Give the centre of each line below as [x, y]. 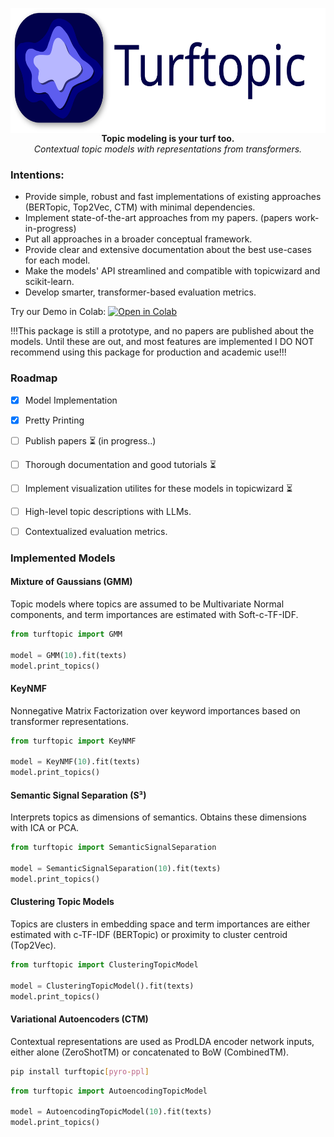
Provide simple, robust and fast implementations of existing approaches [173, 197]
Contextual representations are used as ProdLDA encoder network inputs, [162, 1041]
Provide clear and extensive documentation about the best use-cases [168, 250]
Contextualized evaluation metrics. [96, 531]
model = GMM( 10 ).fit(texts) [69, 655]
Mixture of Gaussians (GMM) [71, 582]
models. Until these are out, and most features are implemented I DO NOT [162, 342]
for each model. [57, 260]
